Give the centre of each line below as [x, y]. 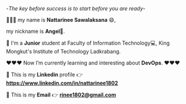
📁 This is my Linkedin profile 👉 [45, 75]
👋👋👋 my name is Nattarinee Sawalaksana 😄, [61, 20]
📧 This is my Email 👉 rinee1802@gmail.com [61, 95]
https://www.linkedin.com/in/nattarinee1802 [62, 83]
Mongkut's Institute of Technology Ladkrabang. [64, 51]
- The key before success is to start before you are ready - [76, 9]
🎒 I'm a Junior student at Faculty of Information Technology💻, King [88, 43]
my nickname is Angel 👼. [35, 31]
